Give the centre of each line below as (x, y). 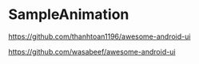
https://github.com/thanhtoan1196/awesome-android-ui (99, 36)
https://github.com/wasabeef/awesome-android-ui (92, 51)
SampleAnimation (69, 15)
